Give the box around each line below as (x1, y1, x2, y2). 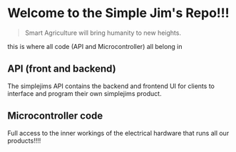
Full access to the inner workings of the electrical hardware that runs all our (7, 129, 230, 137)
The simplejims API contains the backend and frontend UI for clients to (7, 82, 215, 90)
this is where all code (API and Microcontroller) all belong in (7, 42, 183, 50)
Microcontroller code (7, 110, 103, 122)
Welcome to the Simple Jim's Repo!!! (7, 5, 230, 21)
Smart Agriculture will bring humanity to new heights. (24, 28, 182, 37)
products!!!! (7, 136, 41, 145)
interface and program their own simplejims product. (7, 89, 162, 97)
